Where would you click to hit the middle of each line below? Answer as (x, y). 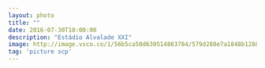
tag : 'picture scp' (40, 52)
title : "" (24, 23)
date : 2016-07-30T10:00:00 (52, 30)
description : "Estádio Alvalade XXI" (70, 37)
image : (19, 45)
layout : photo (32, 15)
